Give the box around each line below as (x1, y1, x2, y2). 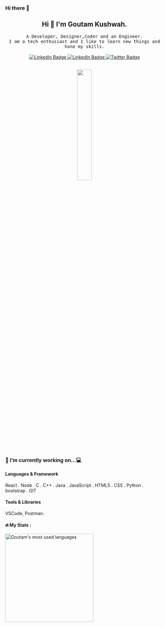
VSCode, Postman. (5, 510, 44, 516)
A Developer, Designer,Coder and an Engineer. (26, 33, 143, 39)
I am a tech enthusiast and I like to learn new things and (9, 38, 160, 44)
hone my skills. (64, 43, 105, 49)
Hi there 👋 (5, 5, 30, 12)
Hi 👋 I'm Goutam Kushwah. (42, 20, 127, 29)
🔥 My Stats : (5, 522, 31, 528)
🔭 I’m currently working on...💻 (5, 456, 82, 463)
